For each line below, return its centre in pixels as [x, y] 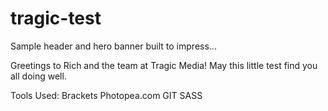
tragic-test [56, 18]
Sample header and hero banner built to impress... [113, 46]
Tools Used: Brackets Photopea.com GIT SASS [106, 95]
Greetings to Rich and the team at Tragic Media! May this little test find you [164, 65]
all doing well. [38, 76]
